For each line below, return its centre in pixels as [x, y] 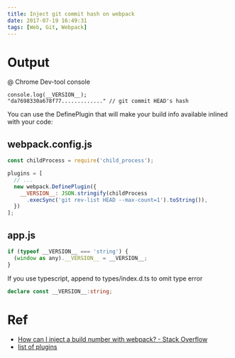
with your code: [30, 122]
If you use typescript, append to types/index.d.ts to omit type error [105, 278]
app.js [22, 235]
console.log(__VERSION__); [47, 95]
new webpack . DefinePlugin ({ [55, 186]
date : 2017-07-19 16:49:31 [47, 21]
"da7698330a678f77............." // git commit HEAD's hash [98, 101]
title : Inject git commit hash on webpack [71, 14]
